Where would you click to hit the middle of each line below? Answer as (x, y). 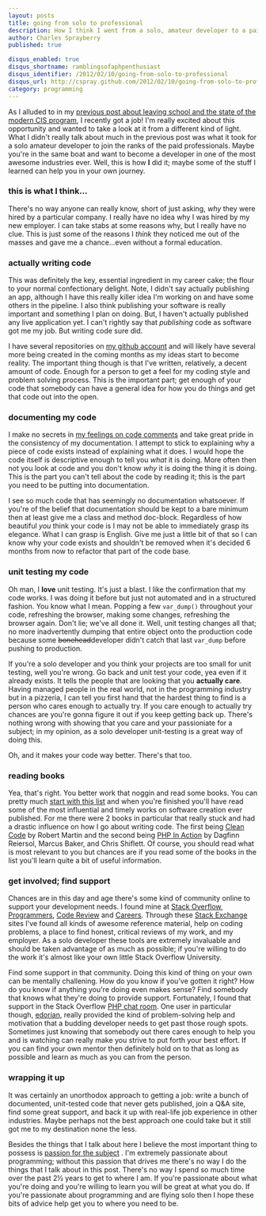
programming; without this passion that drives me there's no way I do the (127, 1161)
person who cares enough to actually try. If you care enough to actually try (130, 706)
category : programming (46, 89)
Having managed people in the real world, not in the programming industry (130, 689)
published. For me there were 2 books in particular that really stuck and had (132, 818)
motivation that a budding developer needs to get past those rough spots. (128, 1023)
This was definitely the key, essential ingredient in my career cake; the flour (131, 280)
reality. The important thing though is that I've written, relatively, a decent (127, 363)
